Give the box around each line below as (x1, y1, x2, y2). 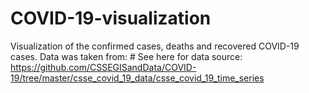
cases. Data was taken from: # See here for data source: (10, 50, 243, 62)
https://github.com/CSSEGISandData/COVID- (10, 61, 197, 73)
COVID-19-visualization (10, 7, 212, 30)
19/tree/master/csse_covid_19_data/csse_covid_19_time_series (10, 72, 265, 84)
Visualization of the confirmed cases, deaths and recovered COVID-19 (10, 40, 300, 52)
